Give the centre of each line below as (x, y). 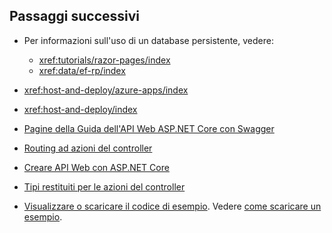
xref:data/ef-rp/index (82, 70)
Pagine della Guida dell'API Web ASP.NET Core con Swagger (149, 128)
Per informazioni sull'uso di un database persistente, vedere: (148, 40)
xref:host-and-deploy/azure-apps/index (106, 90)
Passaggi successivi (75, 16)
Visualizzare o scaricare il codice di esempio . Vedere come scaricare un (172, 206)
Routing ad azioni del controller (88, 148)
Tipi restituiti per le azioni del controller (104, 186)
